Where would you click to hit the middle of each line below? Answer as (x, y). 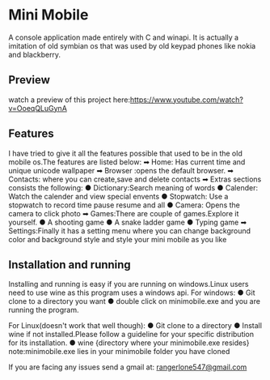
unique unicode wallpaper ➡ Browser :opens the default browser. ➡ (121, 170)
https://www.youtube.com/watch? (187, 100)
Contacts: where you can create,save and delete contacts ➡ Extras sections (135, 179)
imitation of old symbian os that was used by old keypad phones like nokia (132, 45)
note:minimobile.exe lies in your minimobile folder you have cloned (119, 352)
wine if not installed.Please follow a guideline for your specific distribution (131, 335)
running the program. (44, 310)
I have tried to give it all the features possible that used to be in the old (125, 153)
